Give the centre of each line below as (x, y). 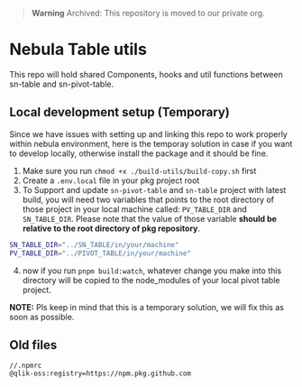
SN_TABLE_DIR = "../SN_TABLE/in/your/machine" (94, 244)
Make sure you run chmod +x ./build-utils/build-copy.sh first (139, 170)
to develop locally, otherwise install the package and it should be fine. (139, 153)
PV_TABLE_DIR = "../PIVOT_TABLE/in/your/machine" (101, 253)
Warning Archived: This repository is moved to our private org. (148, 13)
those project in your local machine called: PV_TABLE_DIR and (135, 209)
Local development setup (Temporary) (119, 112)
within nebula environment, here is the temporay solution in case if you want (151, 143)
